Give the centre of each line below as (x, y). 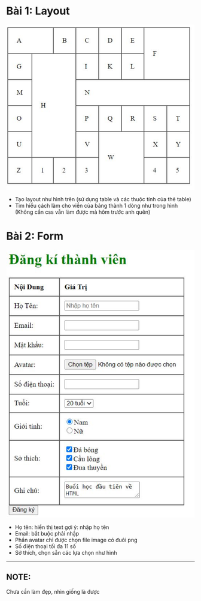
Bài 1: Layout (38, 11)
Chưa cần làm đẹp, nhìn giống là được (53, 591)
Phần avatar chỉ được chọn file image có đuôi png (76, 540)
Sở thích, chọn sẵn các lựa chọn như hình (66, 552)
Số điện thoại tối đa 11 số (45, 546)
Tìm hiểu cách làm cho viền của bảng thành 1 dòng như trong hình (96, 206)
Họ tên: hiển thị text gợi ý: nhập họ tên (62, 527)
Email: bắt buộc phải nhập (47, 533)
